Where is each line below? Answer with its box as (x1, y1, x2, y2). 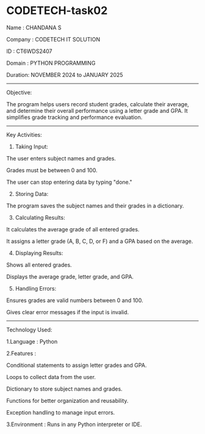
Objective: (6, 89, 32, 96)
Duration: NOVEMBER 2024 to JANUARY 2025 (6, 71, 123, 78)
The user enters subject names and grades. (6, 154, 116, 162)
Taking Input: (15, 143, 49, 150)
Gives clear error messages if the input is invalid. (6, 308, 129, 316)
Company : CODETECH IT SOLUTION (6, 35, 101, 43)
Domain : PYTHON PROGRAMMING (6, 59, 96, 67)
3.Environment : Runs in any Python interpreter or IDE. (6, 421, 142, 428)
